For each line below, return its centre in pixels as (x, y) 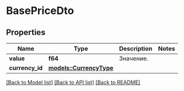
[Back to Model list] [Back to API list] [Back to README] (73, 82)
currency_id (26, 68)
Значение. (134, 58)
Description (136, 49)
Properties (26, 32)
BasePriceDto (40, 11)
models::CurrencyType (81, 68)
